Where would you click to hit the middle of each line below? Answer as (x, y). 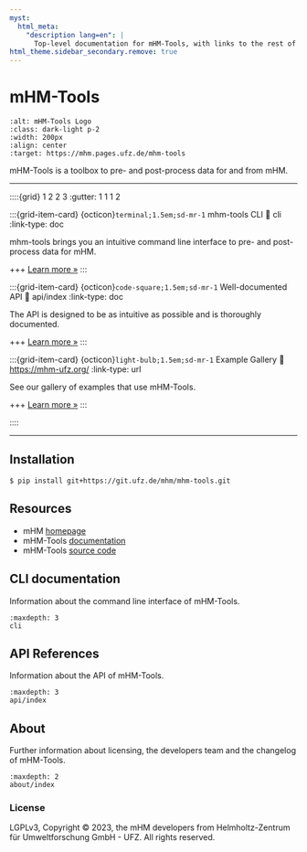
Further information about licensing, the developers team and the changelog (153, 751)
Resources (41, 509)
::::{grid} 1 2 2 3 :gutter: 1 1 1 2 (65, 197)
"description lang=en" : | (75, 35)
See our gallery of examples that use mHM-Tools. (103, 387)
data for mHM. (69, 251)
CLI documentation (65, 579)
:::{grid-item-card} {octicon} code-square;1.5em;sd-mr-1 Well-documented (148, 287)
